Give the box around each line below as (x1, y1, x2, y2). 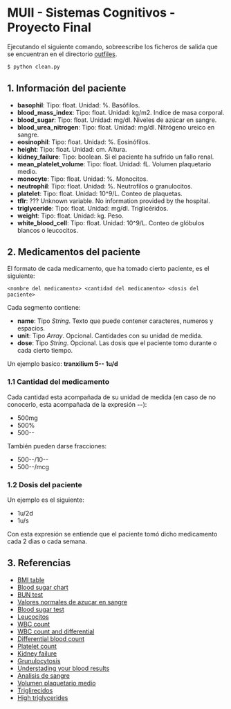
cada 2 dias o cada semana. (7, 537, 88, 545)
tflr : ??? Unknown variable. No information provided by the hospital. (17, 196, 210, 205)
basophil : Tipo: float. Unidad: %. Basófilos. (17, 100, 140, 109)
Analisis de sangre (17, 671, 71, 680)
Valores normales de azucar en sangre (17, 597, 128, 606)
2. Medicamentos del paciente (7, 246, 140, 258)
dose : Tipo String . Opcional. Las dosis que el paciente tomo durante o (17, 339, 217, 347)
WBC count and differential (17, 627, 95, 636)
